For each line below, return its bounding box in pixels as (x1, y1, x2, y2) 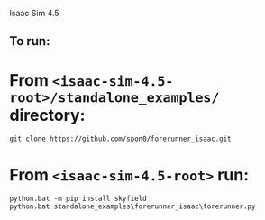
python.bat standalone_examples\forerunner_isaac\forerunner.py (9, 202, 256, 211)
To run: (9, 33, 50, 49)
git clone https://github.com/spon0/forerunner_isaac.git (9, 134, 232, 143)
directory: (9, 105, 86, 125)
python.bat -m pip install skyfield (9, 194, 147, 204)
